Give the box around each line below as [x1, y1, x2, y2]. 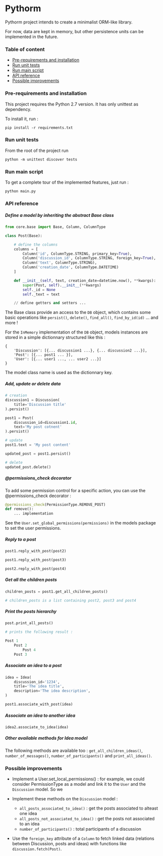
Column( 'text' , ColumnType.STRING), [22, 260, 97, 265]
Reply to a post [5, 536, 37, 542]
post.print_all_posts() [5, 621, 54, 626]
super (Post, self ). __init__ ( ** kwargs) [22, 283, 102, 288]
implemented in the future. [5, 34, 59, 40]
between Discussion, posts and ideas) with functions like [12, 841, 127, 847]
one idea [19, 811, 38, 816]
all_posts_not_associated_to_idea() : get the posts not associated [19, 816, 155, 822]
